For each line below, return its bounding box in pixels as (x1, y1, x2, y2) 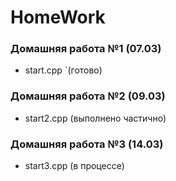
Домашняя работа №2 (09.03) (10, 89, 166, 103)
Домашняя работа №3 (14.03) (10, 137, 164, 151)
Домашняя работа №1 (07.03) (10, 42, 162, 56)
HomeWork (10, 6, 106, 29)
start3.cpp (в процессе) (24, 160, 125, 172)
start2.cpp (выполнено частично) (24, 112, 167, 124)
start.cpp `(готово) (24, 64, 103, 76)
